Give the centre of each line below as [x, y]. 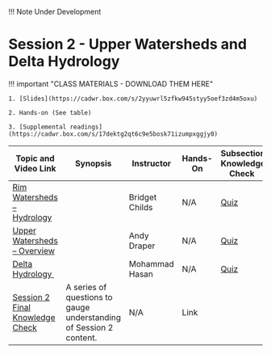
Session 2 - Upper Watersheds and [128, 44]
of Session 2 [90, 327]
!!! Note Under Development [55, 12]
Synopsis [94, 163]
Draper [142, 246]
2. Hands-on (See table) [50, 112]
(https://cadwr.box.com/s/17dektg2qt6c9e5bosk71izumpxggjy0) [113, 134]
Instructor [152, 163]
